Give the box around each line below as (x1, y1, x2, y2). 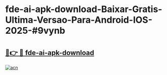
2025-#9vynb (5, 25, 66, 36)
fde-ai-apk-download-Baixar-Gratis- (5, 4, 162, 15)
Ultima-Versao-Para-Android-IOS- (5, 14, 153, 26)
